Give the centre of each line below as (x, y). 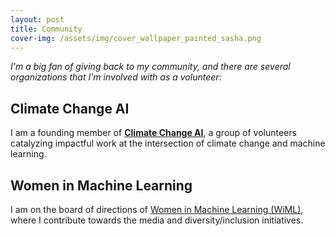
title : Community (46, 29)
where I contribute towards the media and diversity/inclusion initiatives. (157, 220)
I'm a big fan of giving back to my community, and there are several (150, 67)
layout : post (37, 19)
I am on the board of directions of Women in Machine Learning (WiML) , (157, 209)
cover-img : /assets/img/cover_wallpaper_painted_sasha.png (136, 38)
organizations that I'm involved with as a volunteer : (116, 77)
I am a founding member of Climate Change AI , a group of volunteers (153, 133)
